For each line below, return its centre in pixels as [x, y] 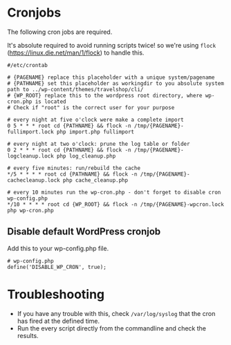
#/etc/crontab [28, 65]
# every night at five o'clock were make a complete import [96, 120]
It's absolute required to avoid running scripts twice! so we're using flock [112, 45]
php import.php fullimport [95, 132]
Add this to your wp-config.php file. [58, 248]
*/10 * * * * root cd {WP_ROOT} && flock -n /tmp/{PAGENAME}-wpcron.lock [116, 204]
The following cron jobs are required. [60, 32]
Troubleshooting [56, 294]
